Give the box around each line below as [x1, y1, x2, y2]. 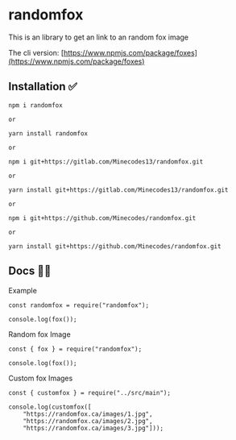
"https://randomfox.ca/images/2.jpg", [23, 417, 153, 425]
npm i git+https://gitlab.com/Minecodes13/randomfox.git [8, 157, 204, 166]
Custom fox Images [8, 373, 73, 383]
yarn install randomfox [8, 129, 89, 138]
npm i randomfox [8, 101, 63, 110]
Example [8, 285, 38, 295]
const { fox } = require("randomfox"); [8, 345, 143, 353]
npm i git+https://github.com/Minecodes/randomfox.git [8, 214, 197, 222]
